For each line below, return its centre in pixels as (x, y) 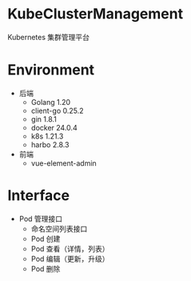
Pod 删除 (46, 268)
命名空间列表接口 (59, 228)
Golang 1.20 (51, 102)
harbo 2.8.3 (50, 144)
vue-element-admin (64, 163)
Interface (38, 196)
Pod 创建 (46, 239)
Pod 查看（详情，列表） (70, 248)
